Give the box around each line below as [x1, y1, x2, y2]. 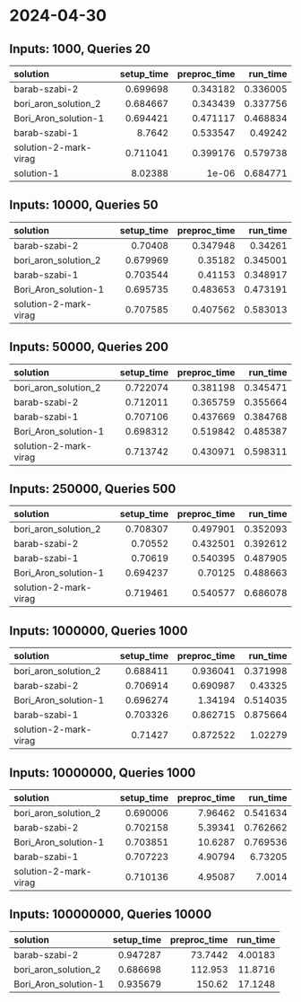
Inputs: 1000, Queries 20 [9, 41, 150, 57]
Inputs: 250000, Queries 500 [9, 481, 176, 497]
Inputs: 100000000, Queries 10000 [9, 907, 212, 922]
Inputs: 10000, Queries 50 [9, 198, 159, 213]
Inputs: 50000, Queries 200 [9, 339, 169, 355]
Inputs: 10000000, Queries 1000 [9, 765, 196, 780]
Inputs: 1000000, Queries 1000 [9, 623, 188, 638]
